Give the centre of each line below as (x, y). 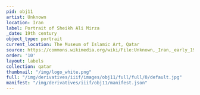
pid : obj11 (20, 12)
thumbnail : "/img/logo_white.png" (49, 72)
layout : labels (25, 61)
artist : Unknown (26, 17)
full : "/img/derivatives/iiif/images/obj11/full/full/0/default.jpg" (94, 77)
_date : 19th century (32, 34)
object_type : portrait (34, 39)
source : (16, 50)
